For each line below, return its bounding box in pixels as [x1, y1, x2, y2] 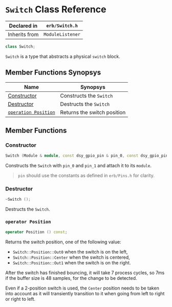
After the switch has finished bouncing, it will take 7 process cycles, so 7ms [5, 270, 165, 276]
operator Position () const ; [5, 229, 68, 235]
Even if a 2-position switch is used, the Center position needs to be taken [5, 285, 160, 291]
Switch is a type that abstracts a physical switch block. [5, 53, 120, 60]
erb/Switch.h [46, 23, 78, 29]
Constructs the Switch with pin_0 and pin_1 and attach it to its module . [5, 163, 152, 169]
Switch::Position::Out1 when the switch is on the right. [12, 259, 131, 265]
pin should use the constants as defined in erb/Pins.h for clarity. [17, 172, 155, 179]
